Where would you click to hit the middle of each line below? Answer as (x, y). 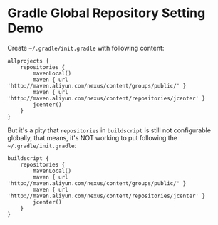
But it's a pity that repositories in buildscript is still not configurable (109, 130)
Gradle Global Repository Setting (107, 13)
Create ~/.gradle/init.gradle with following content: (86, 48)
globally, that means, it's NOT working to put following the (93, 137)
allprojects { (28, 61)
